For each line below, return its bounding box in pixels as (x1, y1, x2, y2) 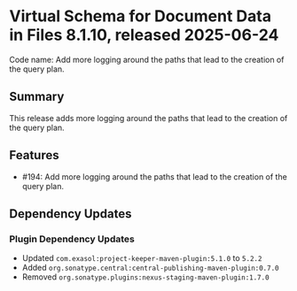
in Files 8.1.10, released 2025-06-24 (9, 25, 279, 45)
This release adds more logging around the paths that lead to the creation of (9, 112, 288, 123)
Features (9, 148, 59, 163)
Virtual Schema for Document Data (9, 6, 272, 27)
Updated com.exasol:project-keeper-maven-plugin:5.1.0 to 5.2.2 (21, 253, 262, 264)
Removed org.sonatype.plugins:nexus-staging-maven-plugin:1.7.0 (21, 272, 270, 282)
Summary (9, 89, 65, 104)
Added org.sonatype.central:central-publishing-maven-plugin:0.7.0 (21, 263, 279, 273)
